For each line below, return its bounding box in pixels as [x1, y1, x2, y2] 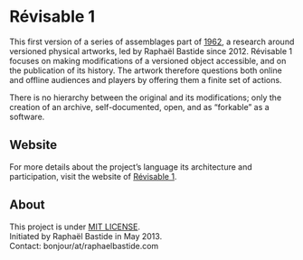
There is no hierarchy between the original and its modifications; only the [9, 92, 282, 103]
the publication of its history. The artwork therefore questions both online [9, 65, 282, 76]
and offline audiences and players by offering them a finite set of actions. [9, 74, 282, 85]
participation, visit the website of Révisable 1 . [9, 171, 177, 181]
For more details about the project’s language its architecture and [9, 161, 253, 172]
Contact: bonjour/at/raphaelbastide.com [9, 240, 159, 251]
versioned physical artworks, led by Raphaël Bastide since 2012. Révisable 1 [9, 45, 292, 56]
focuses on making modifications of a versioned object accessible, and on [9, 55, 287, 66]
